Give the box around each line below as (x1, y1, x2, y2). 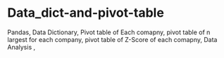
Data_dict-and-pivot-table (7, 5, 164, 21)
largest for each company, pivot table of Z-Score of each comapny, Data (7, 35, 218, 43)
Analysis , (7, 43, 36, 51)
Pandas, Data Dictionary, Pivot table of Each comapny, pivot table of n (7, 28, 211, 36)
